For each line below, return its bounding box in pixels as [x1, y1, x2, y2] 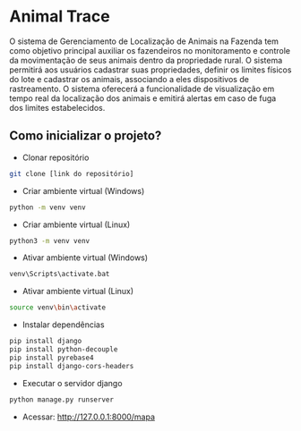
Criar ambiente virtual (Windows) [21, 185, 145, 196]
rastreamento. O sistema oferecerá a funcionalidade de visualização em [9, 83, 275, 94]
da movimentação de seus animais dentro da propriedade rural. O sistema [9, 55, 283, 65]
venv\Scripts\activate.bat [9, 270, 110, 279]
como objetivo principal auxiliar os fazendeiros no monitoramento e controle [9, 45, 291, 55]
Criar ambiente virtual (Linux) [21, 219, 131, 230]
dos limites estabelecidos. [9, 102, 106, 113]
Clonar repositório [21, 152, 90, 163]
